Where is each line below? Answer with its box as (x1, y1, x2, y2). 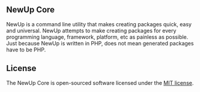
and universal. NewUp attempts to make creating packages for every (6, 27, 177, 34)
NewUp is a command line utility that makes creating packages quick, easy (6, 20, 192, 27)
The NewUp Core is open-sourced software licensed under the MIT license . (6, 79, 194, 86)
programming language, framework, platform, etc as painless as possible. (6, 33, 189, 41)
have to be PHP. (6, 46, 46, 53)
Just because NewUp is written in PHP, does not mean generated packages (6, 39, 194, 47)
